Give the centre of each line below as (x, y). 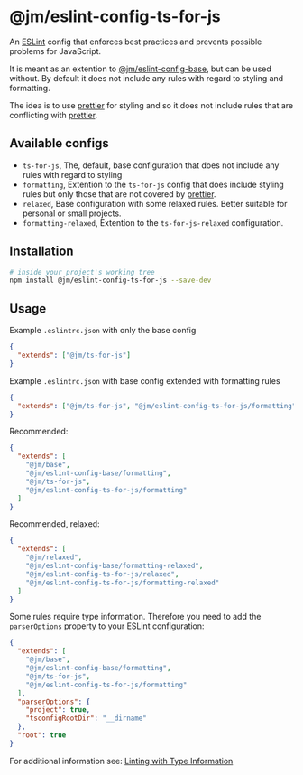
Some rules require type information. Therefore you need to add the (135, 617)
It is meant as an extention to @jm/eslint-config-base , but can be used (141, 69)
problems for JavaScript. (55, 51)
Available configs (60, 143)
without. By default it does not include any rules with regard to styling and (147, 78)
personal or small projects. (72, 213)
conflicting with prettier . (53, 115)
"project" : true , (58, 710)
